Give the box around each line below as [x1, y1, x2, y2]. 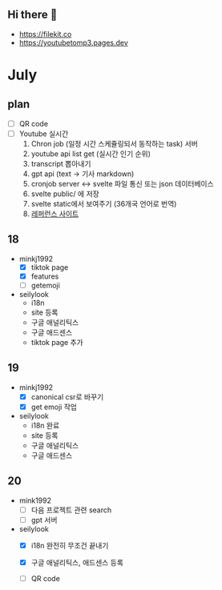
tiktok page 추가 [30, 337, 83, 347]
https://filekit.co [18, 29, 72, 38]
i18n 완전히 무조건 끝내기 [30, 540, 109, 550]
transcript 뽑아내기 [30, 159, 91, 168]
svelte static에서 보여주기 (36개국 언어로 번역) [30, 199, 177, 208]
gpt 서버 [30, 515, 58, 524]
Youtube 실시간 [18, 129, 69, 138]
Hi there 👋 [7, 8, 58, 22]
